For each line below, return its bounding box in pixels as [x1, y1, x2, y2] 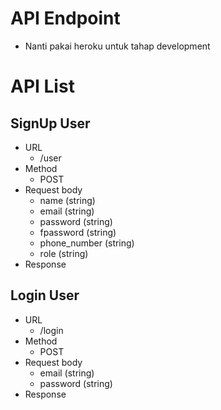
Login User [10, 287, 80, 304]
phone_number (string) [39, 237, 135, 249]
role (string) [39, 247, 89, 259]
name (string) [39, 194, 96, 206]
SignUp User [10, 115, 91, 132]
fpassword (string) [39, 226, 117, 238]
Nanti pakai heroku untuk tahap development [24, 40, 211, 52]
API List [10, 75, 75, 98]
